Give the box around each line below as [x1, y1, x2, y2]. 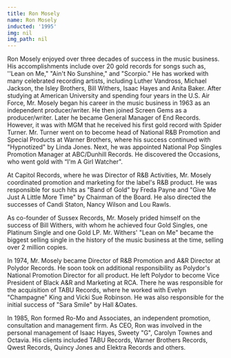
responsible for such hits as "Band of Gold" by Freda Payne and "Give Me [7, 186, 217, 194]
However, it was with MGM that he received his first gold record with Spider [7, 121, 222, 129]
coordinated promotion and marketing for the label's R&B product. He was [7, 178, 217, 187]
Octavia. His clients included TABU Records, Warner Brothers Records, [7, 336, 208, 344]
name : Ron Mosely [7, 17, 57, 23]
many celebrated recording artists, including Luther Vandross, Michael [7, 77, 207, 85]
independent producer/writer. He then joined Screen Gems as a [7, 106, 188, 115]
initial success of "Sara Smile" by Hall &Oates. [7, 301, 138, 309]
